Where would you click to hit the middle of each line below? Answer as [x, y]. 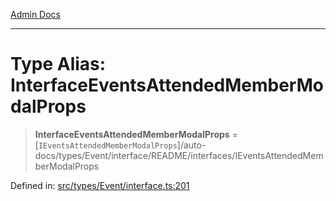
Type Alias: [58, 64]
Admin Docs [35, 14]
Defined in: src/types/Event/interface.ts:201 [100, 185]
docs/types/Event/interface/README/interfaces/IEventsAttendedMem [179, 155]
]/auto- [191, 145]
